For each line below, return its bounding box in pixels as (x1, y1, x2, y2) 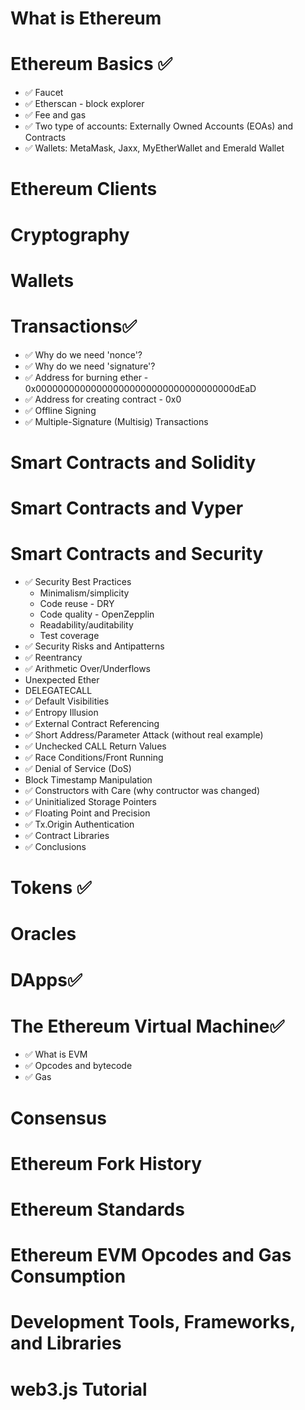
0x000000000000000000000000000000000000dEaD (24, 382, 257, 394)
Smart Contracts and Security (10, 543, 264, 566)
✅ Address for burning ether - (24, 371, 149, 383)
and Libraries (10, 1332, 122, 1355)
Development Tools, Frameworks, (10, 1311, 296, 1334)
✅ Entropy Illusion (24, 706, 99, 718)
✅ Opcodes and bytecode (24, 1060, 133, 1072)
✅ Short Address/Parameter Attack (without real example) (24, 728, 264, 741)
